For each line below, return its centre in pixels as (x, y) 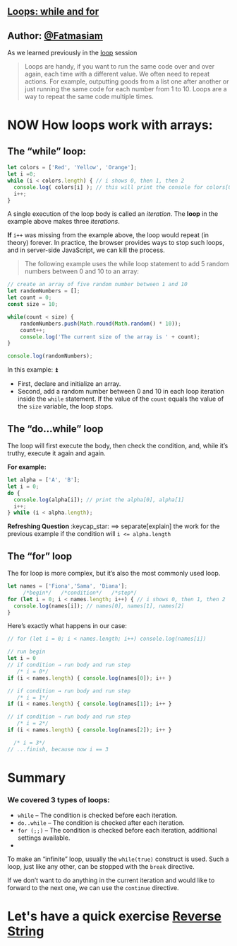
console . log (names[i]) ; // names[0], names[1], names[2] (99, 606)
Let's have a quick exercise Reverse (115, 917)
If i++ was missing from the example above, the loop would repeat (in (108, 235)
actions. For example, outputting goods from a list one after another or (127, 81)
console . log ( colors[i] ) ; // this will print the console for (108, 187)
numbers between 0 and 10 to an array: (82, 271)
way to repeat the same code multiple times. (89, 97)
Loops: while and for (53, 12)
